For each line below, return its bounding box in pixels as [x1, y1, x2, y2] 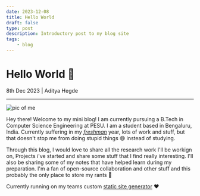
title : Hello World [6, 14, 55, 20]
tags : [6, 36, 20, 42]
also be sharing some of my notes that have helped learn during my [6, 159, 172, 166]
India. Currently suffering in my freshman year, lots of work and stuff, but [6, 128, 185, 135]
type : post [6, 25, 33, 31]
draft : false [6, 20, 39, 26]
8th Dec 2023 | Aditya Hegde [6, 87, 79, 94]
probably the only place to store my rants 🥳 [6, 171, 112, 178]
